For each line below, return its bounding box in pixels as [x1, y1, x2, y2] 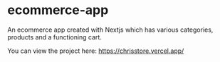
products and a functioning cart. [7, 32, 102, 41]
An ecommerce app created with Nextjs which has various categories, [7, 25, 214, 34]
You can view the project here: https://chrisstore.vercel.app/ [7, 46, 184, 55]
